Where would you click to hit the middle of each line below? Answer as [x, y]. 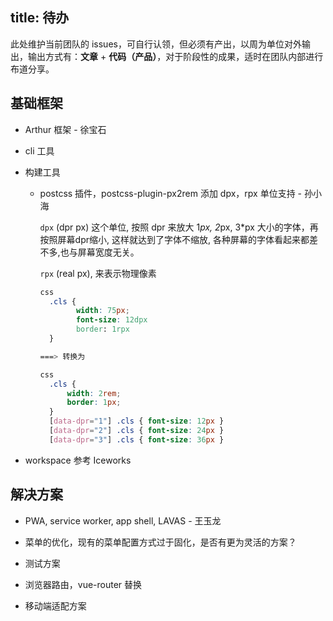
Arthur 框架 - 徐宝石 [65, 129]
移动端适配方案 [55, 605]
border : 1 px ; [94, 403]
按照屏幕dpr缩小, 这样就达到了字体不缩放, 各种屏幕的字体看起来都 [174, 239]
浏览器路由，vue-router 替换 [83, 584]
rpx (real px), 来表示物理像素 [98, 273]
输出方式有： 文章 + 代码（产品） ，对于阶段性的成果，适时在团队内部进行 [175, 56]
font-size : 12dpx [111, 320]
